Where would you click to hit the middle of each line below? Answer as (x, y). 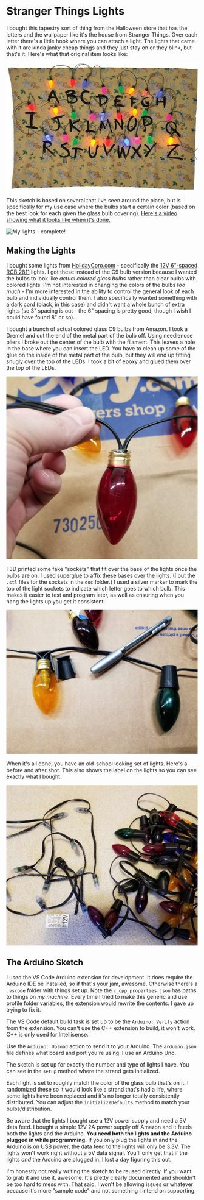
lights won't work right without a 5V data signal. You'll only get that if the (97, 1152)
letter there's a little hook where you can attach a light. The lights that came (101, 41)
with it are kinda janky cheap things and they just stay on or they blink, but (99, 48)
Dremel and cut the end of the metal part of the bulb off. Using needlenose (100, 335)
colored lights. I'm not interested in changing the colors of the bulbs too (96, 285)
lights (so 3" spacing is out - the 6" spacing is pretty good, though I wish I (99, 311)
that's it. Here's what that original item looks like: (67, 54)
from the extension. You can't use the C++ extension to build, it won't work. (101, 1028)
